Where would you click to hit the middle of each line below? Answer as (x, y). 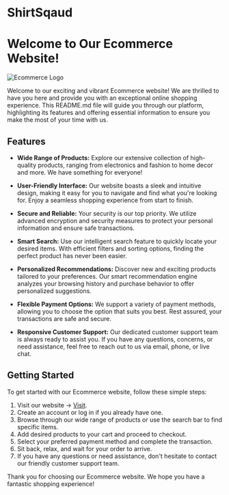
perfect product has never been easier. (72, 255)
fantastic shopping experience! (51, 483)
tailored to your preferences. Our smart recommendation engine (107, 276)
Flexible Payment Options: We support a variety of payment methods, (116, 304)
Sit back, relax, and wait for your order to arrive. (84, 448)
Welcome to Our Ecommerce (90, 44)
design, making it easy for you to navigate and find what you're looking (117, 192)
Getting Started (41, 376)
